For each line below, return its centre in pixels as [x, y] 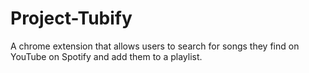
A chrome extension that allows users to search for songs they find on [155, 46]
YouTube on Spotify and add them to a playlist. [106, 56]
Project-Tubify [71, 18]
